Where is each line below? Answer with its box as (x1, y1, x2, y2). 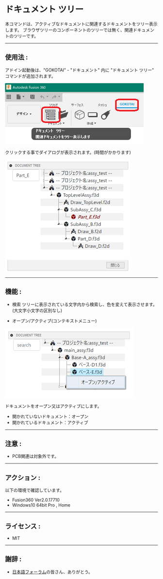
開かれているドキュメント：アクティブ (12, 419, 88, 425)
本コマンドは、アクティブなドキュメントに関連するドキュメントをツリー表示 (5, 21, 158, 27)
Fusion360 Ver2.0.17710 (12, 497, 60, 503)
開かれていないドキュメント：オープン (12, 413, 89, 419)
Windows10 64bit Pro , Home (12, 502, 70, 508)
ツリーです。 (13, 33, 39, 39)
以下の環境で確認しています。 (5, 487, 65, 493)
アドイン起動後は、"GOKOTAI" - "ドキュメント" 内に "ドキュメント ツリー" (5, 67, 154, 73)
